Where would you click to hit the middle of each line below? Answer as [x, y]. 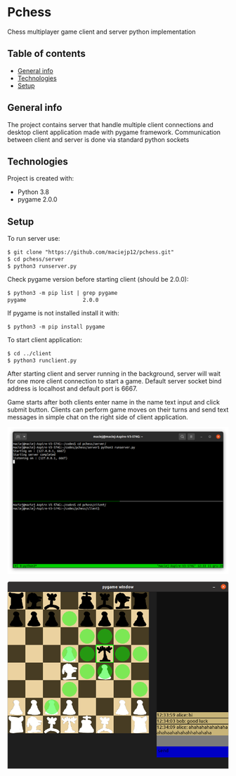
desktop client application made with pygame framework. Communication [114, 132]
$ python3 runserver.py [42, 267]
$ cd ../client [29, 354]
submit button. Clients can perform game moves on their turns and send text [118, 410]
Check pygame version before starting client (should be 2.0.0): [98, 280]
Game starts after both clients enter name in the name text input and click [113, 402]
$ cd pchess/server [36, 259]
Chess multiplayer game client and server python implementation [101, 32]
